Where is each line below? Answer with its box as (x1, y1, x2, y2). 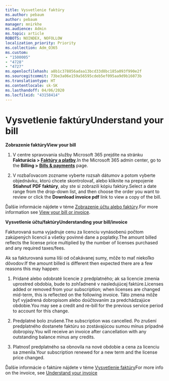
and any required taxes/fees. (5, 245, 65, 251)
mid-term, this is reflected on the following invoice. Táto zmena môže (12, 292, 158, 298)
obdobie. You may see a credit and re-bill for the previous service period (12, 303, 163, 309)
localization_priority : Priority (5, 41, 76, 46)
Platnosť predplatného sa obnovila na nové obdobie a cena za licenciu (12, 344, 160, 350)
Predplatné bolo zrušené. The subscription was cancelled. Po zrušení (12, 318, 157, 324)
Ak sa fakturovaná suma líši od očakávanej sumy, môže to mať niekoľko (5, 255, 155, 261)
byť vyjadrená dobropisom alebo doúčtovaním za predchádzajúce (12, 297, 151, 303)
